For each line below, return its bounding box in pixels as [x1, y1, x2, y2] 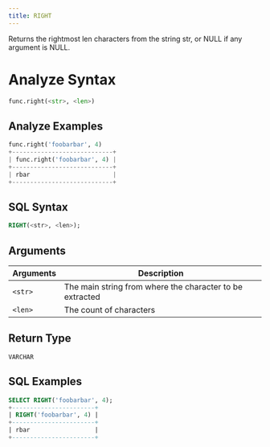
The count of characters [63, 305, 155, 315]
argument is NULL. [8, 42, 71, 52]
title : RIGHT [8, 11, 52, 20]
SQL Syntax [8, 200, 68, 214]
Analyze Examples [8, 119, 104, 133]
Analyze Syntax [8, 70, 117, 88]
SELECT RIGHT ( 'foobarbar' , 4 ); [8, 396, 113, 404]
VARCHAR [8, 353, 35, 361]
